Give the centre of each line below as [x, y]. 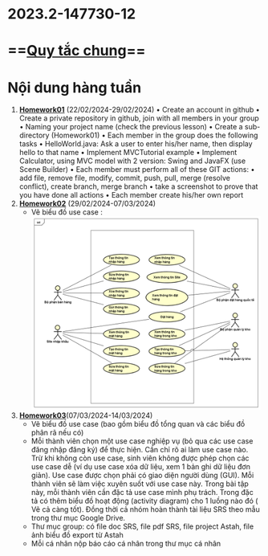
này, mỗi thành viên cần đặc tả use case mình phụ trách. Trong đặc [142, 493]
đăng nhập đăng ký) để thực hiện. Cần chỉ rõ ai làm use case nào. [140, 450]
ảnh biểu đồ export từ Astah [77, 535]
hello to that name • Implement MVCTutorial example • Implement [128, 153]
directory [34, 135]
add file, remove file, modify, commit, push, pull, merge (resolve [124, 178]
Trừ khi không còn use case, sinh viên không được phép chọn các [140, 458]
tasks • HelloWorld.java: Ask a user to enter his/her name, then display [136, 144]
